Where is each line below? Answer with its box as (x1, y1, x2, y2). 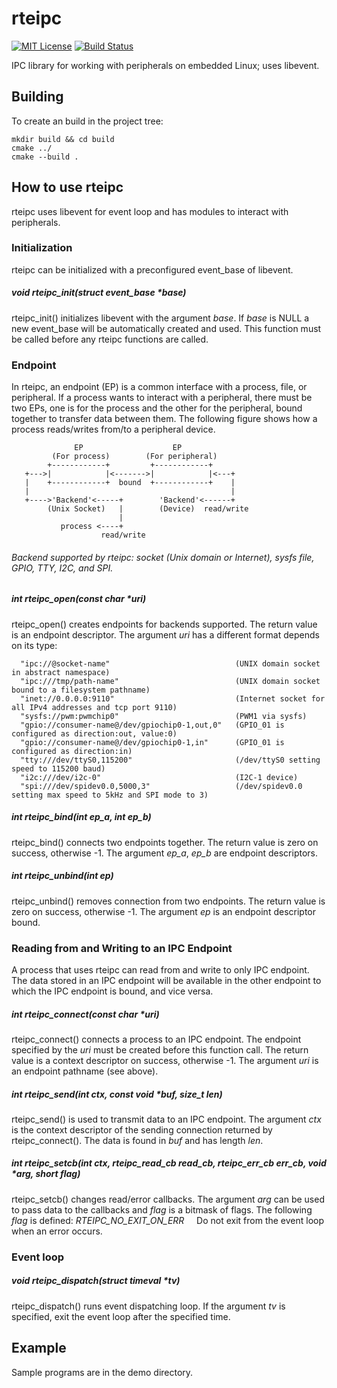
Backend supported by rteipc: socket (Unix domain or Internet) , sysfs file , (11, 551, 315, 563)
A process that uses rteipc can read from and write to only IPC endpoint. (11, 963, 310, 976)
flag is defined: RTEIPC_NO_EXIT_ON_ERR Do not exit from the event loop (11, 1214, 325, 1226)
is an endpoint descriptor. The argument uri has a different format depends (11, 628, 320, 641)
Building (11, 88, 64, 106)
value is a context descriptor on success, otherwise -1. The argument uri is (11, 1054, 319, 1066)
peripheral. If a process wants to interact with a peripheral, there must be (11, 392, 313, 404)
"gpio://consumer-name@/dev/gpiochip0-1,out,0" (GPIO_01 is (20, 720, 285, 730)
